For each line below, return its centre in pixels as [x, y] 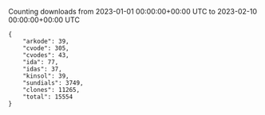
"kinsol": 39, [46, 76]
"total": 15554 [48, 97]
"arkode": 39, [46, 41]
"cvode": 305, [46, 48]
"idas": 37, [42, 69]
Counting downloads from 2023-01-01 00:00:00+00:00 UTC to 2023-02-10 [133, 11]
